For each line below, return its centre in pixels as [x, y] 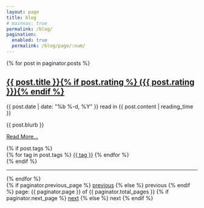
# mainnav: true [27, 23]
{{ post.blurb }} [25, 125]
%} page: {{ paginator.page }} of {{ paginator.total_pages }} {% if [87, 192]
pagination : [21, 35]
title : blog [21, 18]
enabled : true [29, 40]
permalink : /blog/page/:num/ [49, 46]
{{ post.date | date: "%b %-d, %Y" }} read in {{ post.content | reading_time [100, 106]
